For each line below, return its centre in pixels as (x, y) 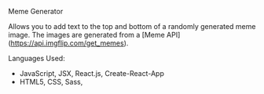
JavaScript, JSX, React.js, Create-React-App (92, 73)
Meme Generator (36, 11)
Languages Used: (37, 58)
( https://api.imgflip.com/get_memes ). (68, 43)
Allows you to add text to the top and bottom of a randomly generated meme (132, 26)
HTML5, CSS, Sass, (51, 82)
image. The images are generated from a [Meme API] (94, 35)
